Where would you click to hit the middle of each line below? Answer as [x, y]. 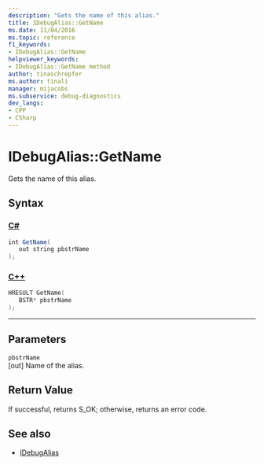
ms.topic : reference [42, 37]
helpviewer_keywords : [44, 60]
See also [29, 434]
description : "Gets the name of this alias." [84, 15]
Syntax [26, 203]
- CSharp [22, 118]
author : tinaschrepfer [45, 74]
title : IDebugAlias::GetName [56, 23]
